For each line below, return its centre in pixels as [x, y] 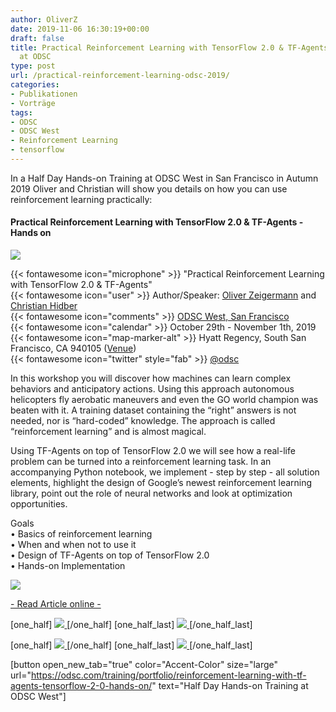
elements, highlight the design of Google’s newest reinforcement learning [161, 483]
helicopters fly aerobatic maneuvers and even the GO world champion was [164, 400]
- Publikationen [44, 94]
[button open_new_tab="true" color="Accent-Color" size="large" [144, 665]
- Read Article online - [56, 604]
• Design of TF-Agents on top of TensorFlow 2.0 [110, 555]
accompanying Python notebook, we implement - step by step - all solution [165, 472]
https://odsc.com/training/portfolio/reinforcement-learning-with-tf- [168, 675]
